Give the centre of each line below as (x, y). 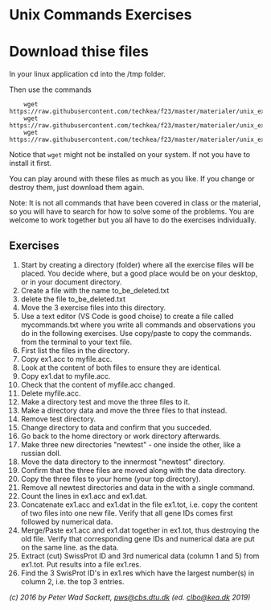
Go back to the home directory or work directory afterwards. (121, 436)
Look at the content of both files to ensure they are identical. (121, 367)
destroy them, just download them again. (77, 188)
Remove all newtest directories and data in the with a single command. (138, 487)
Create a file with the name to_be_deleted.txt (95, 290)
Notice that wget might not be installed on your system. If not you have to (130, 155)
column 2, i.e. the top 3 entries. (72, 581)
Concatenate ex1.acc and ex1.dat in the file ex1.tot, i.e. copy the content (139, 504)
